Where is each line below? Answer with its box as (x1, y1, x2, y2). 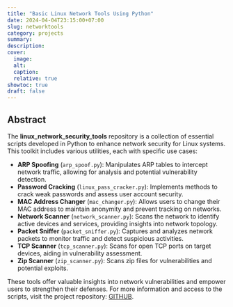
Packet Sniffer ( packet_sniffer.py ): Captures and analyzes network (17, 227, 214, 235)
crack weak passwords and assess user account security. (17, 189, 184, 198)
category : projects (7, 29, 64, 37)
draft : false (7, 88, 45, 95)
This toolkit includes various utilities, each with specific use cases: (7, 147, 198, 155)
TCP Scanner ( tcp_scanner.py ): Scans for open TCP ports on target (17, 242, 211, 250)
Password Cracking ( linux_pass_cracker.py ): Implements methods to (17, 182, 218, 191)
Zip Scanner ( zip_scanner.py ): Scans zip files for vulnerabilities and (17, 256, 212, 265)
